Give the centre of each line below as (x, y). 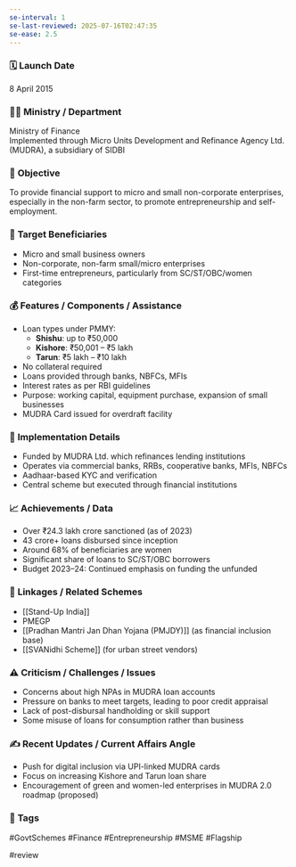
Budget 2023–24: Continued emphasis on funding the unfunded (140, 569)
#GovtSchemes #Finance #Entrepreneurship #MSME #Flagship (126, 838)
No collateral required (62, 366)
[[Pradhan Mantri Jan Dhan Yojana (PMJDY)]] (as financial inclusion (147, 630)
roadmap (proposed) (60, 795)
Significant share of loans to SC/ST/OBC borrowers (116, 560)
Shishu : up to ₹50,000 (77, 338)
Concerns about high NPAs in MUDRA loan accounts (119, 692)
